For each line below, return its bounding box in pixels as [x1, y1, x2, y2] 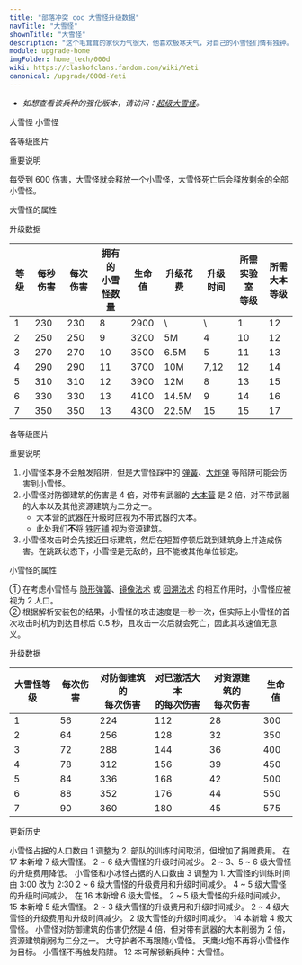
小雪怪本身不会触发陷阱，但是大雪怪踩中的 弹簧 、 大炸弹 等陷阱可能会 [22, 467, 280, 478]
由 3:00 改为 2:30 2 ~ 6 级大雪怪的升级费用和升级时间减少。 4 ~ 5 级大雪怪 [9, 879, 287, 889]
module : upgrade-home [9, 47, 91, 56]
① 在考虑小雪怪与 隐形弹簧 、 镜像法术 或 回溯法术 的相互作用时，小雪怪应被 [9, 584, 292, 594]
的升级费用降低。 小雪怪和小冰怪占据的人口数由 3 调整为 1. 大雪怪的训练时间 [9, 867, 291, 878]
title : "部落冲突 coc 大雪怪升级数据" [9, 13, 140, 22]
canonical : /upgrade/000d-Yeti [9, 72, 127, 81]
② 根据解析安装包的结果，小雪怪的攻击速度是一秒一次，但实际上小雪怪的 [9, 606, 283, 617]
